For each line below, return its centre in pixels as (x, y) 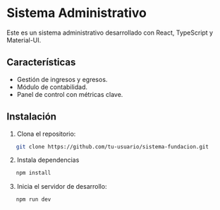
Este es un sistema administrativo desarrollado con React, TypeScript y (110, 33)
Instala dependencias (48, 160)
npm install (33, 173)
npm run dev (33, 199)
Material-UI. (24, 40)
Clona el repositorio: (46, 134)
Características (41, 63)
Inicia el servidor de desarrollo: (62, 187)
